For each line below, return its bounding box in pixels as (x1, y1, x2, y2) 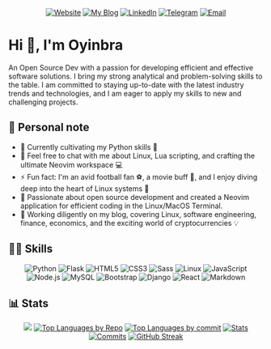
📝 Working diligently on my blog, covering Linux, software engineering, (19, 209, 257, 219)
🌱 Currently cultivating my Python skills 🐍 (19, 142, 158, 151)
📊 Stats (8, 296, 49, 310)
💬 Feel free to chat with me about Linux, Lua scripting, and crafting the (19, 151, 256, 160)
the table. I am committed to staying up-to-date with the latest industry (8, 79, 244, 89)
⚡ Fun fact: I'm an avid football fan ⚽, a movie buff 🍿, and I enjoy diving (19, 172, 258, 181)
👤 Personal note (8, 121, 90, 134)
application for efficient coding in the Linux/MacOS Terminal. (19, 201, 223, 211)
